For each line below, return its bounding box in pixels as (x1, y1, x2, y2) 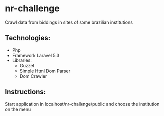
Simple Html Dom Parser (19, 68, 71, 74)
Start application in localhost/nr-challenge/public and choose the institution (5, 101, 160, 107)
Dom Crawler (19, 73, 47, 79)
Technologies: (5, 34, 51, 42)
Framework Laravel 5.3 (12, 52, 60, 58)
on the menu (5, 106, 31, 112)
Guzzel (19, 62, 35, 68)
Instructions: (5, 88, 46, 96)
